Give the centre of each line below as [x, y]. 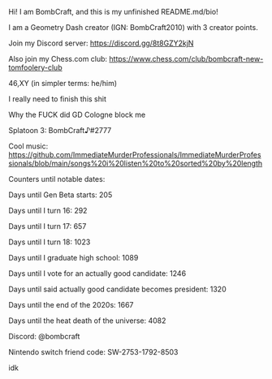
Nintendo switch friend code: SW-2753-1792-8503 [93, 352]
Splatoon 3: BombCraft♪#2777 [60, 130]
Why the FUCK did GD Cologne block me [77, 114]
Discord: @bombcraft [44, 336]
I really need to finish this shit [58, 99]
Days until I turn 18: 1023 [50, 242]
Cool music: [28, 146]
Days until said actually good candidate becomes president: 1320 [117, 289]
